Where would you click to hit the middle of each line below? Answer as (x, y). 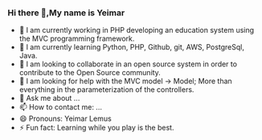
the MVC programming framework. (77, 38)
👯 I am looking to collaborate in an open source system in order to (128, 64)
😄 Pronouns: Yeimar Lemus (65, 118)
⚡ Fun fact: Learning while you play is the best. (96, 128)
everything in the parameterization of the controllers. (106, 90)
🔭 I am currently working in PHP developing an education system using (137, 30)
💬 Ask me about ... (49, 98)
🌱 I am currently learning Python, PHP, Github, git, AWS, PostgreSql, (131, 47)
